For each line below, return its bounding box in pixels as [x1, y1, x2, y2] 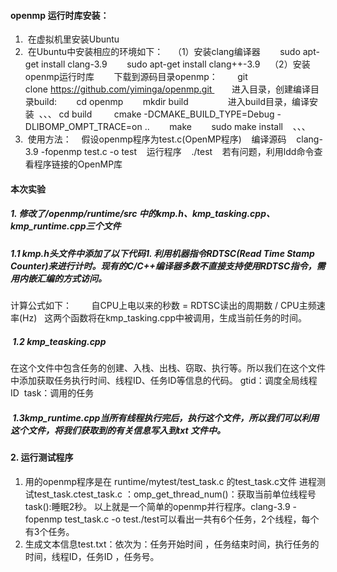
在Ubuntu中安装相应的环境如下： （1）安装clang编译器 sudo [27, 46, 301, 58]
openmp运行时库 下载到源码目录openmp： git [24, 71, 248, 83]
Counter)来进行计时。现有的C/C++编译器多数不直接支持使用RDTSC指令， [10, 260, 317, 272]
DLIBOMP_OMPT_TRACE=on [24, 121, 143, 133]
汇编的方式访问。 [36, 272, 107, 284]
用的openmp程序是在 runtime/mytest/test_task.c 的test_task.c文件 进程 [24, 475, 318, 487]
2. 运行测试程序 [10, 451, 74, 464]
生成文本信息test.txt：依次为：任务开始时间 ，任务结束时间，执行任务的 [24, 538, 320, 550]
